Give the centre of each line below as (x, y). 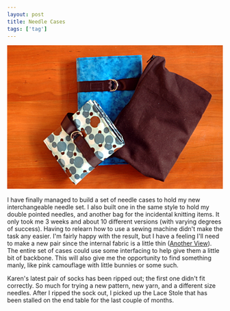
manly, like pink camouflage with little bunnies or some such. (93, 265)
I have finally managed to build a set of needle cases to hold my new (104, 200)
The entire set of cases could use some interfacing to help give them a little (113, 250)
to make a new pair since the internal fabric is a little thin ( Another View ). (110, 243)
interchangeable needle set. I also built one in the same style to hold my (108, 207)
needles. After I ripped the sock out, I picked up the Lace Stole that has (107, 293)
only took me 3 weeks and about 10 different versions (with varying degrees (114, 221)
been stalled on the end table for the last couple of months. (91, 300)
